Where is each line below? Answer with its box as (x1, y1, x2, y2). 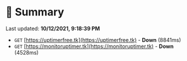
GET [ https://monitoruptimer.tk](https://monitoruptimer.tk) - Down (14, 43, 174, 50)
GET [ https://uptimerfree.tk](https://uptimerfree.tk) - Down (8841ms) (14, 36, 181, 43)
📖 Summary (5, 5, 64, 19)
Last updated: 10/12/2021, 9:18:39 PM (5, 25, 101, 32)
